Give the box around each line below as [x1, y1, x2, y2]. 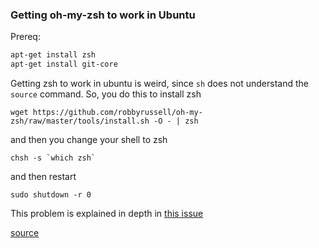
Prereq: [10, 31, 41, 43]
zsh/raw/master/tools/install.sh [10, 116, 150, 127]
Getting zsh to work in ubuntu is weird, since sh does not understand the [10, 78, 309, 90]
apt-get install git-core [10, 59, 118, 70]
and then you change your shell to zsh [10, 134, 168, 146]
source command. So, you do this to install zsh [10, 88, 202, 100]
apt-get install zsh [10, 50, 97, 60]
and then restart [10, 171, 77, 183]
